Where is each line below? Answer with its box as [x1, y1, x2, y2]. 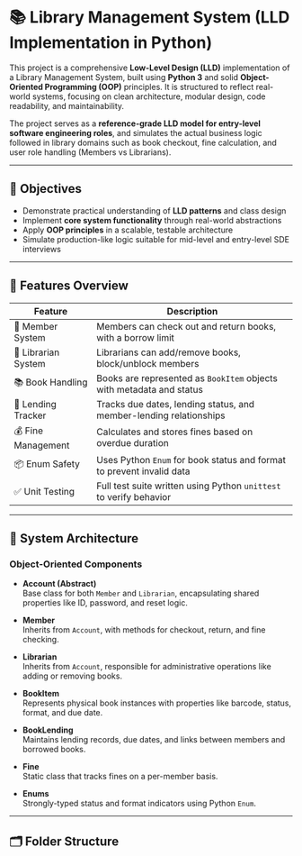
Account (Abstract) [22, 578, 97, 589]
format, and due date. [22, 707, 103, 718]
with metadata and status [96, 383, 204, 396]
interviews [22, 243, 61, 254]
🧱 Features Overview [9, 278, 129, 294]
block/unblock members [96, 357, 200, 369]
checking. [22, 634, 60, 645]
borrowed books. [22, 744, 86, 755]
